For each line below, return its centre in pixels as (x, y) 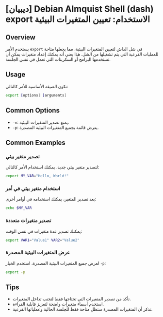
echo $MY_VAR (19, 208)
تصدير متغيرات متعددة (28, 221)
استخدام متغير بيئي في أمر (33, 188)
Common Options (33, 111)
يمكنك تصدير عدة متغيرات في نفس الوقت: (44, 231)
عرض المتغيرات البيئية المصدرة (38, 253)
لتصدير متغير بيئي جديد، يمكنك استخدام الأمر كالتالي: (52, 167)
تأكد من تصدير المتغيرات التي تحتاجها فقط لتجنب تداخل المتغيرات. (72, 299)
